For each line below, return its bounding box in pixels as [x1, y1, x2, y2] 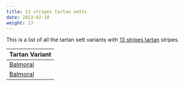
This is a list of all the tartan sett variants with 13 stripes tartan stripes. [6, 36, 180, 44]
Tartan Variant [9, 50, 52, 59]
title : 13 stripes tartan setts [6, 8, 87, 15]
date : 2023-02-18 [6, 14, 50, 20]
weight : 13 [6, 20, 34, 26]
